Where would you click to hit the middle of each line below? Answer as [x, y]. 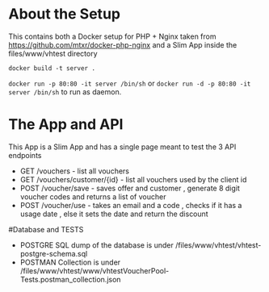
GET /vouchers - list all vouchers [74, 171]
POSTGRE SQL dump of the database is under [97, 245]
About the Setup [65, 14]
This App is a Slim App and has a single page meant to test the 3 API [122, 147]
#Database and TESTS [46, 229]
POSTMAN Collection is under [70, 262]
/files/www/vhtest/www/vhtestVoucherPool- [95, 270]
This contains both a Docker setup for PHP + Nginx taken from [112, 36]
